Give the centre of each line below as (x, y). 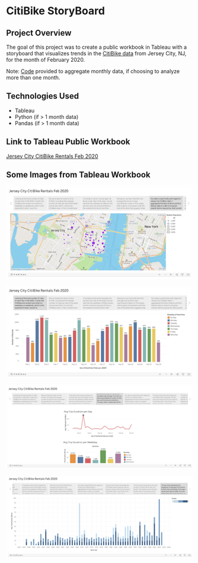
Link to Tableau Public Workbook (68, 142)
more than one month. (33, 78)
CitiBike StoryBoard (56, 11)
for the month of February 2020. (46, 60)
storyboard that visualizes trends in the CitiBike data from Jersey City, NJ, (96, 53)
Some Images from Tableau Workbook (78, 175)
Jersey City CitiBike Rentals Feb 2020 (52, 156)
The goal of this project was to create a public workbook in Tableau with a (97, 47)
